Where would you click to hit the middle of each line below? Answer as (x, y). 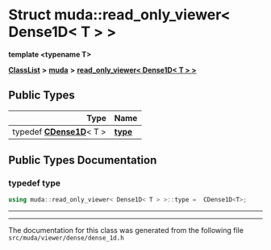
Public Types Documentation (83, 160)
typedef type (34, 183)
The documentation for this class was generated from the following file (126, 231)
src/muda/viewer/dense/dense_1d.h (67, 238)
